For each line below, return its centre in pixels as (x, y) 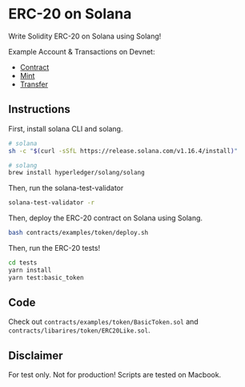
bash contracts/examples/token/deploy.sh (78, 233)
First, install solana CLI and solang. (66, 128)
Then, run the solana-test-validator (66, 188)
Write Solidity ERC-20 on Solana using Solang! (85, 36)
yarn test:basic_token (46, 277)
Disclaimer (36, 355)
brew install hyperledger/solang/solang (77, 173)
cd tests (23, 263)
